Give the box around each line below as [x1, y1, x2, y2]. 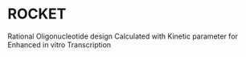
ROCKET [7, 5, 67, 23]
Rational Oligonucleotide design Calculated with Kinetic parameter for [7, 31, 239, 41]
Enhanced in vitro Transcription [7, 39, 112, 49]
